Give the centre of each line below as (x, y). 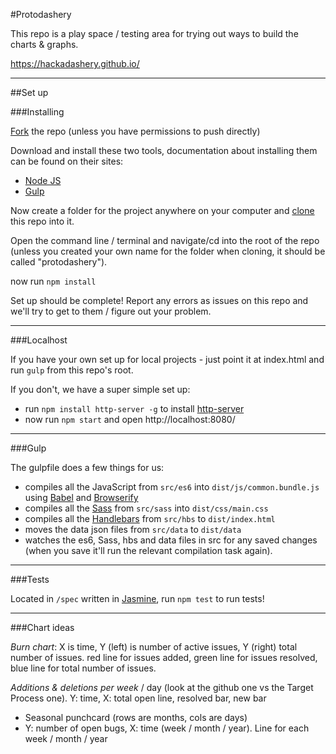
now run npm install (53, 281)
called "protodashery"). (59, 262)
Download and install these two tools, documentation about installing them (164, 150)
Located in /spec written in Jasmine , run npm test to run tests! (137, 598)
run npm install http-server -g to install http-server (134, 408)
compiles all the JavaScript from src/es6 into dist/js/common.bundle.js (172, 487)
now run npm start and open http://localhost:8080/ (130, 419)
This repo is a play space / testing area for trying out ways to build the (154, 33)
